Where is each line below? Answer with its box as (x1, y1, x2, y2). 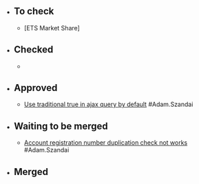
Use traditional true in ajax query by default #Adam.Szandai (23, 100, 193, 109)
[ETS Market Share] (23, 23, 81, 32)
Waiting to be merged (13, 120, 108, 132)
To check (13, 6, 54, 17)
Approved (13, 82, 58, 94)
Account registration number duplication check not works (23, 139, 188, 147)
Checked (13, 44, 54, 56)
